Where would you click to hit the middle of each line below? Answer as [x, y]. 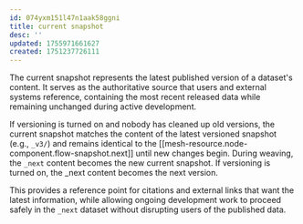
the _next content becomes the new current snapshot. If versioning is [140, 163]
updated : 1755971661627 [55, 43]
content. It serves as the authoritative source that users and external [138, 87]
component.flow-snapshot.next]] [72, 153]
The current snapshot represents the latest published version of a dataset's [151, 77]
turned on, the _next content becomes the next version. [114, 173]
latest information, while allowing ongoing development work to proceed [145, 200]
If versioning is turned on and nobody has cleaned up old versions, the [142, 125]
